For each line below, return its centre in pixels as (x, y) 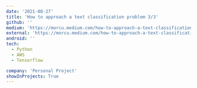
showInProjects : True (33, 76)
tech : (13, 44)
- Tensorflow (27, 60)
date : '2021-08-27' (30, 11)
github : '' (19, 22)
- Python (22, 50)
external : (18, 33)
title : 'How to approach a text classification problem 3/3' (82, 17)
